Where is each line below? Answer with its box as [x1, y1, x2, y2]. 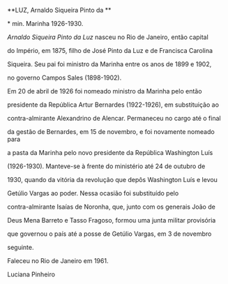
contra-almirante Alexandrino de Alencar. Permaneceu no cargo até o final [7, 114, 221, 122]
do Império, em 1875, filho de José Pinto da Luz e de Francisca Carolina [7, 47, 213, 54]
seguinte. [7, 244, 34, 251]
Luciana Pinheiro [7, 270, 56, 278]
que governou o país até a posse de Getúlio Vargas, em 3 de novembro [7, 230, 212, 238]
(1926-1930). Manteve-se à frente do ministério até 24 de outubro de [7, 162, 206, 170]
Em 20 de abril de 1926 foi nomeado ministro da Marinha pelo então [7, 87, 202, 95]
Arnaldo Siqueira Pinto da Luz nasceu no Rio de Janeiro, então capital [7, 33, 209, 41]
